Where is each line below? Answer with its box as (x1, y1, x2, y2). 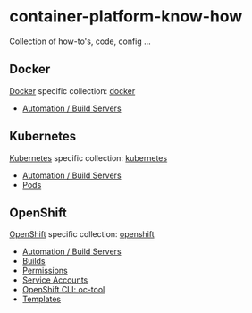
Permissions (21, 266, 69, 276)
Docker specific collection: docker (9, 85, 136, 96)
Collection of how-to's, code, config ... (9, 36, 152, 47)
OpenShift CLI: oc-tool (21, 284, 105, 295)
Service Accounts (21, 275, 88, 285)
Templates (21, 293, 61, 305)
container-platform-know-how (9, 6, 243, 27)
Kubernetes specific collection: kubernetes (9, 152, 168, 163)
